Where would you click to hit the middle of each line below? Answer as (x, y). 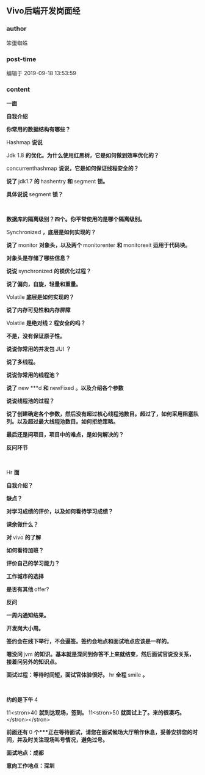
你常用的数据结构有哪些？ (38, 130)
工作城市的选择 (25, 576)
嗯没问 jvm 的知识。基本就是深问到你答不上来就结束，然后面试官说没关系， (100, 654)
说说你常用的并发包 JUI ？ (39, 349)
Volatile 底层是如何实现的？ (41, 297)
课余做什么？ (22, 524)
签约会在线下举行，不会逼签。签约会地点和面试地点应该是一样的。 (89, 641)
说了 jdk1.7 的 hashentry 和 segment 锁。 (57, 182)
